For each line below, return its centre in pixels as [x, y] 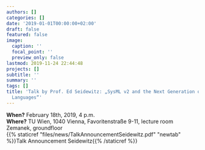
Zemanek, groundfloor [34, 128]
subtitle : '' [23, 75]
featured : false [27, 35]
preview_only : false [38, 58]
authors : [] [21, 12]
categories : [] [26, 18]
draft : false [23, 29]
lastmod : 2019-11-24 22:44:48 [45, 63]
